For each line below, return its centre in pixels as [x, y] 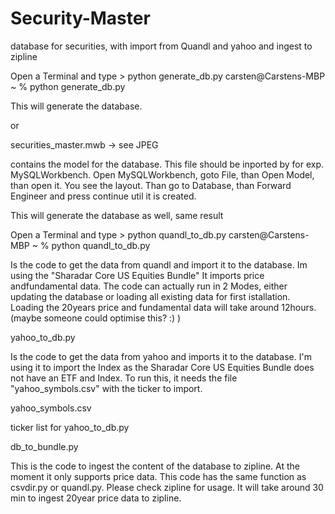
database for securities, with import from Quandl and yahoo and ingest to [161, 46]
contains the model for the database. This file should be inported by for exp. [167, 164]
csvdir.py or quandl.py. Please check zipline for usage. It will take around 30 [167, 487]
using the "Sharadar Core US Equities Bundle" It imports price [137, 275]
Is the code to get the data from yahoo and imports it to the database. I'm [161, 356]
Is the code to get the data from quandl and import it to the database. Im [159, 264]
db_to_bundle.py [44, 446]
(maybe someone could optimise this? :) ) [96, 318]
